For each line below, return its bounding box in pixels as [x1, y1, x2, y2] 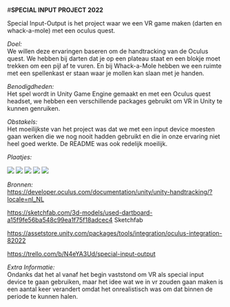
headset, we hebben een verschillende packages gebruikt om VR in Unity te [7, 97, 222, 105]
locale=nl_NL [7, 195, 45, 203]
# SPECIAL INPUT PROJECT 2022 [7, 6, 103, 14]
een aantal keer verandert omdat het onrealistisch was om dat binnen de [7, 285, 213, 293]
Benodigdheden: [7, 83, 54, 90]
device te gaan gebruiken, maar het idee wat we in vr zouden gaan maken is [7, 278, 224, 286]
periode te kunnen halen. [7, 293, 79, 300]
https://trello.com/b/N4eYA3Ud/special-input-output [7, 250, 156, 257]
